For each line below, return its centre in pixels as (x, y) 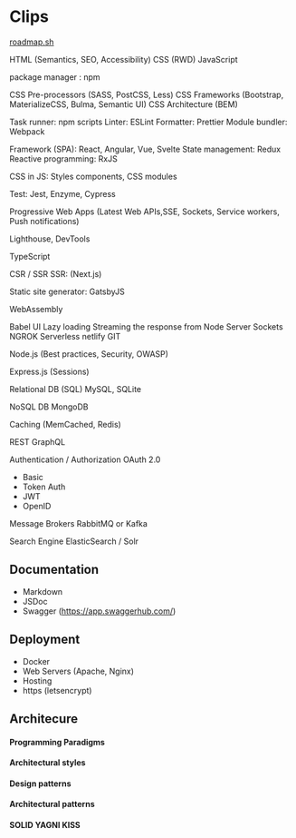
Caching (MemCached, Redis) (66, 424)
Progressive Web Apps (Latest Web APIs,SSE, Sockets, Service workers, (145, 212)
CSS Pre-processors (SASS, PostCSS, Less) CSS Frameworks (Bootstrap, (147, 94)
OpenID (37, 506)
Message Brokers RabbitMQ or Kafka (78, 523)
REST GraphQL (38, 441)
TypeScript (30, 256)
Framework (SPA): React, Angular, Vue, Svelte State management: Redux (145, 149)
